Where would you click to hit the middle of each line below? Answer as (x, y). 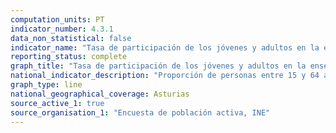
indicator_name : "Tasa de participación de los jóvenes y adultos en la (165, 47)
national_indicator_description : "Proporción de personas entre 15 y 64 (165, 76)
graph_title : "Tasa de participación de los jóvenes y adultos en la (158, 66)
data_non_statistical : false (71, 38)
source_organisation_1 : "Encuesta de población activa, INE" (140, 112)
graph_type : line (46, 85)
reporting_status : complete (69, 57)
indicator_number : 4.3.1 (62, 29)
